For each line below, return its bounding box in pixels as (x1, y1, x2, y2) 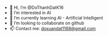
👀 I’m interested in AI (9, 10, 51, 16)
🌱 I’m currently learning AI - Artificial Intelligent (9, 15, 103, 20)
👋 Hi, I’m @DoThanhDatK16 (9, 5, 64, 10)
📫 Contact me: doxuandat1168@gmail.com (9, 26, 96, 31)
